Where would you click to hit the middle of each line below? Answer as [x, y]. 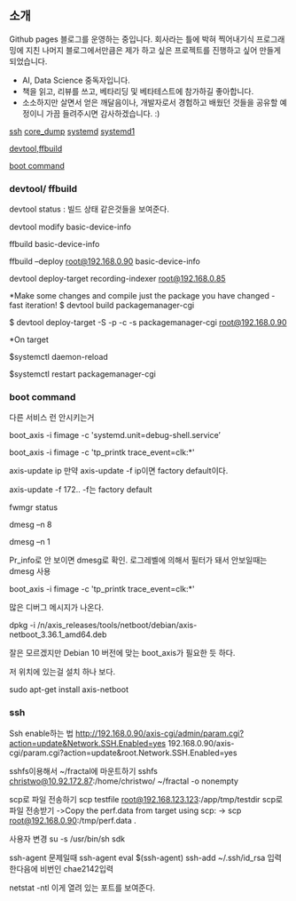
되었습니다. [28, 61]
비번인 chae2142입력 [76, 868]
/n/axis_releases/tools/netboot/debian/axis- [117, 626]
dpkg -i [22, 626]
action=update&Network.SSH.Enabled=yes [88, 743]
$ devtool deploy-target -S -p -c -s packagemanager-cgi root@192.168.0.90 [148, 323]
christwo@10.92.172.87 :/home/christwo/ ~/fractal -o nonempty [124, 781]
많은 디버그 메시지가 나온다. [57, 608]
